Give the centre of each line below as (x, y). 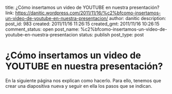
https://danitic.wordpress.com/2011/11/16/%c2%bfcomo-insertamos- (88, 13)
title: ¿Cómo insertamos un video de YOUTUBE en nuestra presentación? (82, 7)
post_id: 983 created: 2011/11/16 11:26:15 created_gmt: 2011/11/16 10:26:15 (82, 24)
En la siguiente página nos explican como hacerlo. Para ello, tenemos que (83, 80)
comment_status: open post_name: (42, 29)
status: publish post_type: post (111, 35)
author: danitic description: (138, 18)
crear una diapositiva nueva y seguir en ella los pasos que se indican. (79, 86)
